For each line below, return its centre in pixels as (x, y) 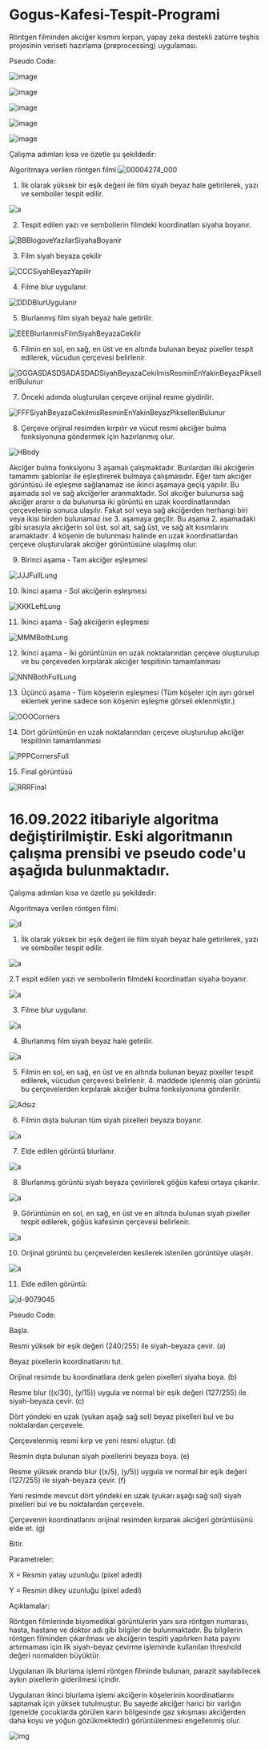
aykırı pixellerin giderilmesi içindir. (65, 1679)
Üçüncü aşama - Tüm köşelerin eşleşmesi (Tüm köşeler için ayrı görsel (137, 692)
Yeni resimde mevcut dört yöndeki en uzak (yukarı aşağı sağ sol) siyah (125, 1495)
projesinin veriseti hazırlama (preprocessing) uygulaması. (104, 45)
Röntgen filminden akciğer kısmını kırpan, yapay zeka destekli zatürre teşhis (134, 37)
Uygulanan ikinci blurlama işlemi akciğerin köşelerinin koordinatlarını (122, 1695)
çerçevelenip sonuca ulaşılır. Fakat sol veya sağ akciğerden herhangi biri (128, 510)
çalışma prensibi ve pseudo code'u (128, 854)
